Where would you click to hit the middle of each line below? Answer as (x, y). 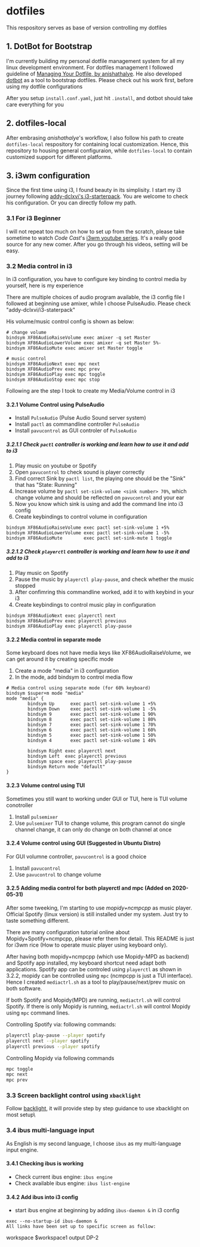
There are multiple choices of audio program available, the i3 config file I (96, 297)
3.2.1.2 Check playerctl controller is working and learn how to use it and (98, 551)
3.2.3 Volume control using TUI (46, 785)
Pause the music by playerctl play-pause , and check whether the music (104, 579)
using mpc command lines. (38, 1013)
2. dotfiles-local (36, 123)
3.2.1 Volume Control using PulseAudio (55, 404)
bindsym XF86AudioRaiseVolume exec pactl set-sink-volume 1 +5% (88, 528)
